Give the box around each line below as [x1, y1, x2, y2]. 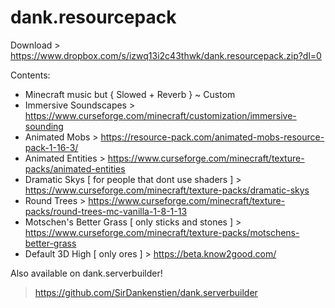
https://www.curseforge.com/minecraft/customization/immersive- [24, 109, 297, 121]
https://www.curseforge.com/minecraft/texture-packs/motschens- [24, 226, 300, 238]
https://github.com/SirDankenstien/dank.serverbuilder [34, 286, 258, 298]
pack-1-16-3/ [24, 141, 79, 153]
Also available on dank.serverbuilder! [10, 267, 163, 279]
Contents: [10, 69, 51, 81]
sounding [24, 120, 64, 132]
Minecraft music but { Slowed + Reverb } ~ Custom [24, 88, 236, 100]
